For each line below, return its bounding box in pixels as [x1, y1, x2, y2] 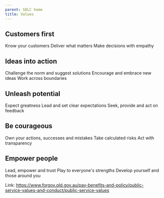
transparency [5, 140, 32, 146]
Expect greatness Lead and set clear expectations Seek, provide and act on [5, 102, 158, 108]
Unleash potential [5, 89, 60, 98]
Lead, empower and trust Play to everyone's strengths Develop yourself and [5, 167, 160, 173]
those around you [5, 173, 41, 178]
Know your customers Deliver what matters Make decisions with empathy [5, 43, 154, 49]
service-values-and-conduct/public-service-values [5, 187, 109, 193]
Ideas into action [5, 57, 57, 65]
